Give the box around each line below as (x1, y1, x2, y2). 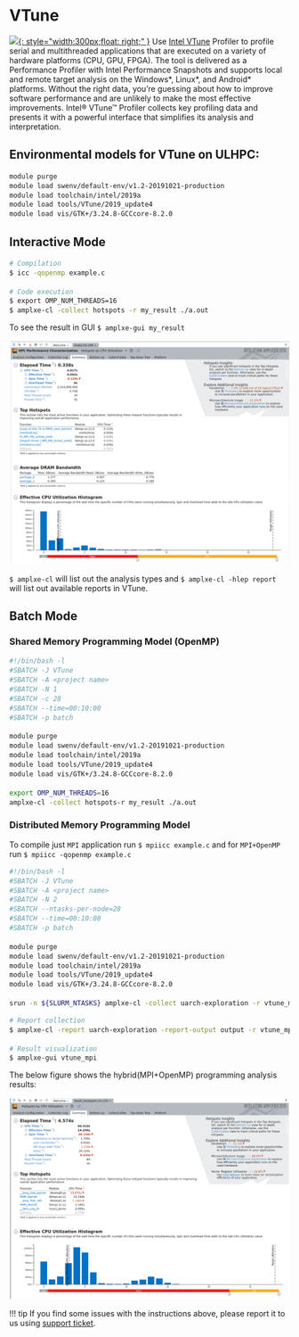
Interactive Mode (9, 234, 107, 250)
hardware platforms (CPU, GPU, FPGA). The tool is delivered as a (9, 54, 247, 65)
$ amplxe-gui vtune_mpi (9, 1053, 98, 1062)
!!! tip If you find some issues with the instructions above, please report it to (9, 1308, 286, 1319)
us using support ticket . (9, 1317, 96, 1329)
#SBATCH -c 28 (9, 694, 62, 703)
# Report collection (9, 1016, 86, 1025)
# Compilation (9, 259, 62, 268)
